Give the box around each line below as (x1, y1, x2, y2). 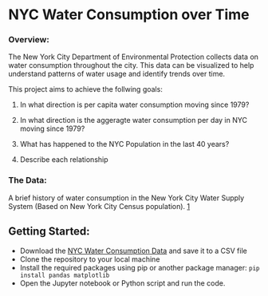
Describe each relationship (19, 155, 109, 164)
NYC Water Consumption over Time (8, 6, 250, 24)
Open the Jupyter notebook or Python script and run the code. (19, 278, 226, 288)
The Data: (8, 175, 48, 186)
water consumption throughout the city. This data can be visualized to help (8, 61, 254, 70)
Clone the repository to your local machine (19, 254, 160, 264)
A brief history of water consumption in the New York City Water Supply (8, 193, 245, 203)
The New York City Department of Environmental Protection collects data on (8, 52, 259, 61)
